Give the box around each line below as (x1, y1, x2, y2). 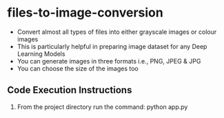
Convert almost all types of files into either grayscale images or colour (17, 28, 217, 36)
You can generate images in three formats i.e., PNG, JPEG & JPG (17, 57, 201, 65)
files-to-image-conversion (7, 5, 163, 21)
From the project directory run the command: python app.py (17, 102, 188, 111)
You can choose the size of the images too (17, 64, 139, 72)
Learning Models (17, 50, 65, 58)
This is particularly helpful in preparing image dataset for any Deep (17, 42, 207, 50)
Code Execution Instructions (7, 84, 132, 96)
